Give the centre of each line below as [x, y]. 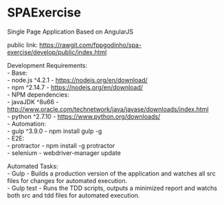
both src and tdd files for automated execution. [74, 195]
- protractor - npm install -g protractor [61, 145]
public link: [22, 45]
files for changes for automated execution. [67, 180]
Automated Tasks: [33, 166]
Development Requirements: [47, 65]
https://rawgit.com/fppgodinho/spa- [90, 45]
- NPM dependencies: [38, 95]
